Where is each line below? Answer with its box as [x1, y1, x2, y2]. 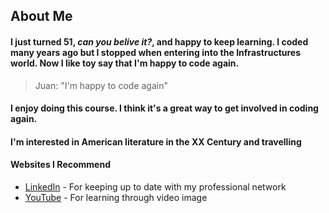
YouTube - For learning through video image [24, 191, 208, 203]
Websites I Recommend [10, 159, 111, 171]
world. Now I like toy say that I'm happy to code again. [10, 57, 240, 69]
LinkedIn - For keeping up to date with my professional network [24, 180, 287, 193]
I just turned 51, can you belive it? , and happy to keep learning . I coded [10, 35, 309, 48]
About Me [10, 8, 73, 25]
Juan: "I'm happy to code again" [34, 79, 168, 91]
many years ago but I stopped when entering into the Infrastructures [10, 46, 302, 58]
